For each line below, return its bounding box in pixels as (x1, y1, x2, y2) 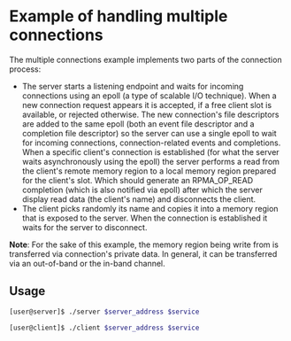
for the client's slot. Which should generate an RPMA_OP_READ (21, 174, 254, 185)
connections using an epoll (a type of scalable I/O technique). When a (21, 90, 277, 101)
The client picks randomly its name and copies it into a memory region (21, 203, 279, 213)
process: (9, 64, 42, 74)
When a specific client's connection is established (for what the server (21, 146, 280, 157)
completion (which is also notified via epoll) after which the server (21, 184, 263, 195)
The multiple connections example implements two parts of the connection (9, 54, 282, 65)
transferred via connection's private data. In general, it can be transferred (9, 248, 278, 259)
